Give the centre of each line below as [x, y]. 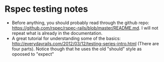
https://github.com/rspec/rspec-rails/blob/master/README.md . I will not [85, 28]
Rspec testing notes [46, 9]
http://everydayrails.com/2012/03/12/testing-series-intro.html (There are [85, 43]
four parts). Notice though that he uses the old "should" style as [77, 49]
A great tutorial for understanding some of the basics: [66, 38]
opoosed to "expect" [33, 54]
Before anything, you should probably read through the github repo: [81, 23]
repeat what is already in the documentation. [57, 33]
